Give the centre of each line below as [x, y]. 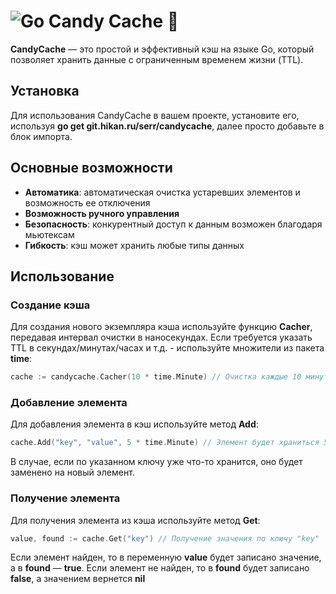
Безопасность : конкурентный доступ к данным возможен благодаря [173, 224]
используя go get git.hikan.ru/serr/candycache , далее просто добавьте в [167, 126]
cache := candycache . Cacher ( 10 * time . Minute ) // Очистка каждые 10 [156, 377]
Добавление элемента [69, 403]
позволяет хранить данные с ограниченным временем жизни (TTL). [157, 59]
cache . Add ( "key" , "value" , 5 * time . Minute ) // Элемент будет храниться [165, 443]
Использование [62, 276]
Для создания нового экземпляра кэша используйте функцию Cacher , [161, 327]
